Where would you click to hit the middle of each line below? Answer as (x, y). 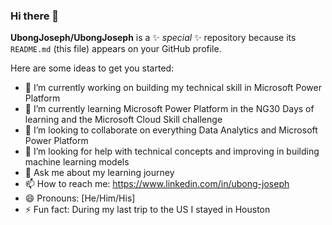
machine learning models (77, 162)
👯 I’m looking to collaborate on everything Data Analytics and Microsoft (171, 130)
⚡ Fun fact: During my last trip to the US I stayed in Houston (147, 210)
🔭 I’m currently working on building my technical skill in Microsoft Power (173, 88)
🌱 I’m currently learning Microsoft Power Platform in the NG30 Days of (169, 109)
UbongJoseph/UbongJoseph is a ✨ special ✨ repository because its (153, 38)
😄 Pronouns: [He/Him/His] (80, 198)
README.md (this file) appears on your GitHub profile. (116, 49)
